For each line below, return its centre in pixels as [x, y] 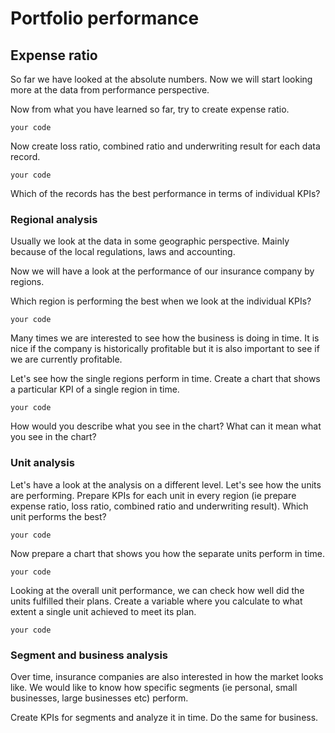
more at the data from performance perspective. [110, 90]
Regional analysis [54, 219]
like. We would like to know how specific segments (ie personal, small [154, 687]
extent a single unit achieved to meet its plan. [103, 611]
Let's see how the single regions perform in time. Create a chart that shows [165, 379]
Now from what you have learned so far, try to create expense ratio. [150, 109]
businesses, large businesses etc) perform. [99, 698]
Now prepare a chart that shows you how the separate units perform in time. [167, 553]
